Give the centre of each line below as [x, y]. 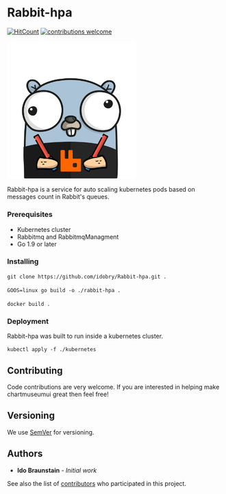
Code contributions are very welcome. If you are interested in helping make [113, 387]
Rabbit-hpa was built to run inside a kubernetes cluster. [85, 336]
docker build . [29, 304]
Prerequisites [30, 215]
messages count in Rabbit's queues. [58, 197]
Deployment [28, 321]
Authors [25, 454]
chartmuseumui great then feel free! [58, 394]
